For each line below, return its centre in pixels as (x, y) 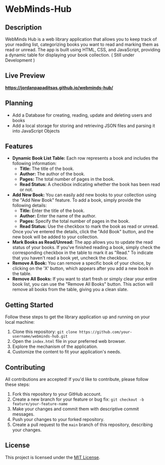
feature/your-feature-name (40, 404)
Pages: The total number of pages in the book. (67, 179)
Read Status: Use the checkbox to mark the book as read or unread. (89, 226)
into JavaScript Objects (36, 131)
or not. (26, 190)
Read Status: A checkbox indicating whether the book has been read (90, 184)
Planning (19, 103)
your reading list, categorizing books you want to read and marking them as (82, 44)
